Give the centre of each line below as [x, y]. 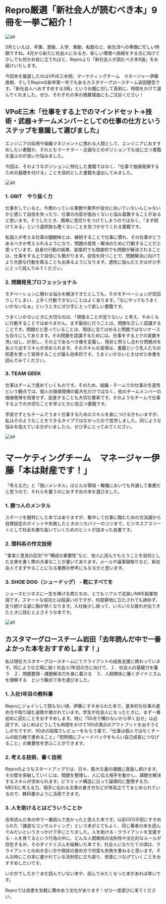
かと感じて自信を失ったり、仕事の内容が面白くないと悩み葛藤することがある [83, 214]
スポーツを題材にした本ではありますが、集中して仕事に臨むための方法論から [83, 517]
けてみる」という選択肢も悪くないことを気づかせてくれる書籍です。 [74, 227]
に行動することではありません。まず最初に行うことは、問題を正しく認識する [83, 323]
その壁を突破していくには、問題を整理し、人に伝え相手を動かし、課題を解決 [83, 775]
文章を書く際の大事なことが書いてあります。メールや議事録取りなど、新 [83, 562]
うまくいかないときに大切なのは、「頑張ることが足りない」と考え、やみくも [82, 317]
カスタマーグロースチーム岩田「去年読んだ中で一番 [83, 639]
